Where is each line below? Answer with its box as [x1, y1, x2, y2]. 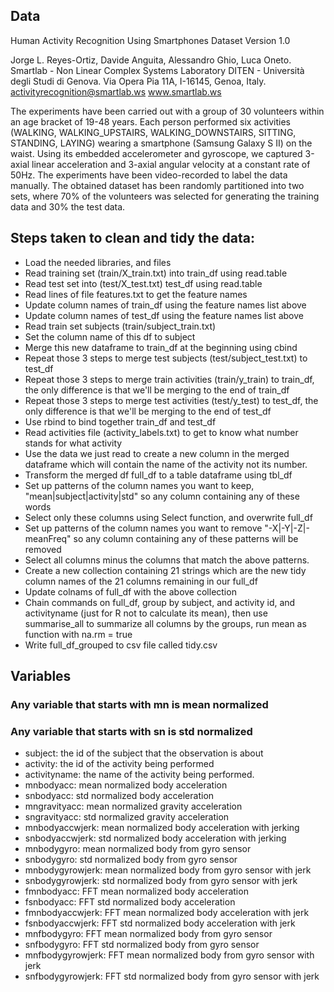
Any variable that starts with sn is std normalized [10, 724, 253, 738]
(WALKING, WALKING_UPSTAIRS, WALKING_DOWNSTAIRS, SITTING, [10, 126, 297, 138]
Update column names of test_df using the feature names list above [24, 309, 304, 321]
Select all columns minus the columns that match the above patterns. [24, 554, 310, 566]
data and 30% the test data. [10, 200, 126, 213]
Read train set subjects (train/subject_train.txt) [24, 320, 217, 332]
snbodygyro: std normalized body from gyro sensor [24, 854, 238, 866]
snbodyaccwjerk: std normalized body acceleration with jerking [24, 832, 287, 844]
